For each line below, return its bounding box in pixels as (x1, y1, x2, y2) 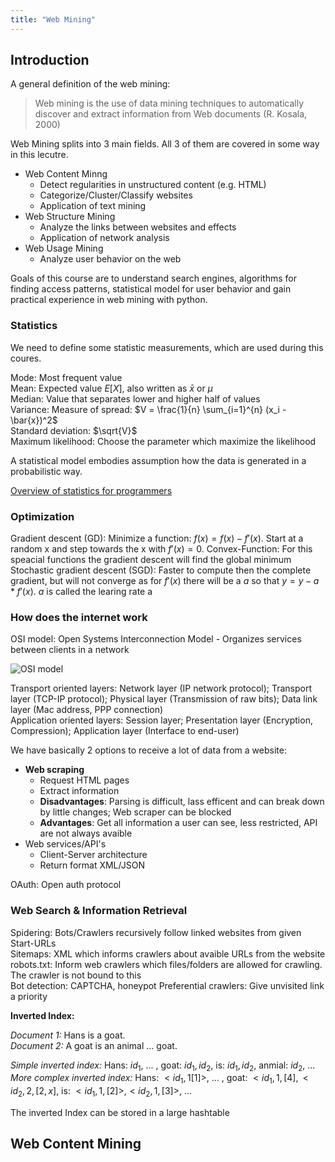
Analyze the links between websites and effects (39, 221, 237, 233)
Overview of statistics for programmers (10, 484, 173, 496)
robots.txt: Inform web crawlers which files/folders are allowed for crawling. (10, 958, 323, 970)
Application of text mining (39, 200, 147, 212)
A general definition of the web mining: (10, 78, 171, 90)
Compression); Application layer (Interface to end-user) (10, 725, 240, 737)
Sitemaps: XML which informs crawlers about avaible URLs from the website (10, 947, 326, 960)
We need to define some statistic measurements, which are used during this (10, 341, 324, 353)
